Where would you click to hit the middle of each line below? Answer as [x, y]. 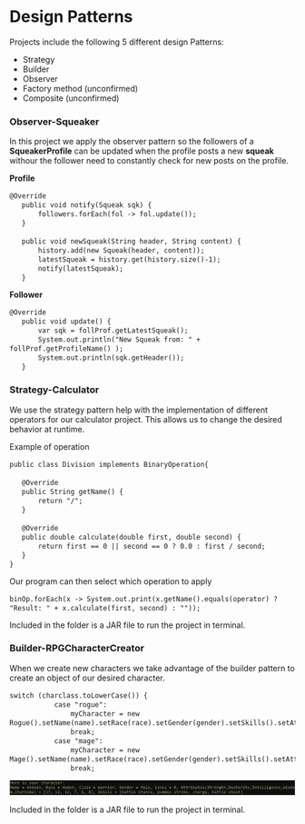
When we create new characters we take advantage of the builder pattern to [152, 668]
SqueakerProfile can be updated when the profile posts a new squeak [142, 151]
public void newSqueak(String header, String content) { [132, 242]
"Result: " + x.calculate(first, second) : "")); [105, 608]
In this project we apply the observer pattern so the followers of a [132, 142]
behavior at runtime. [47, 429]
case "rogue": [80, 705]
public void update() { [66, 322]
